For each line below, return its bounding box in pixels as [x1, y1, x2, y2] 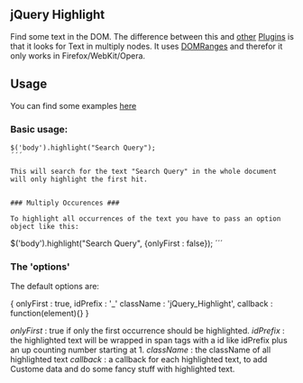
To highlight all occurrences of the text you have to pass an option [10, 214, 281, 223]
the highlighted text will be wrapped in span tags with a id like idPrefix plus [10, 335, 288, 346]
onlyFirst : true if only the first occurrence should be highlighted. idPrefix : [10, 325, 285, 336]
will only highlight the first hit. [10, 175, 148, 184]
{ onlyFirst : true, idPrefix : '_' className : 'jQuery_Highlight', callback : [10, 298, 273, 309]
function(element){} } [10, 308, 89, 319]
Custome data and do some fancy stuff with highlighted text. [10, 364, 235, 375]
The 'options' [10, 260, 70, 273]
